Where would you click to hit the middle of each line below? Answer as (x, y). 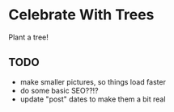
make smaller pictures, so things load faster (93, 81)
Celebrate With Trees (81, 15)
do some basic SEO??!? (59, 90)
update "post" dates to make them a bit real (93, 99)
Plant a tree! (28, 37)
